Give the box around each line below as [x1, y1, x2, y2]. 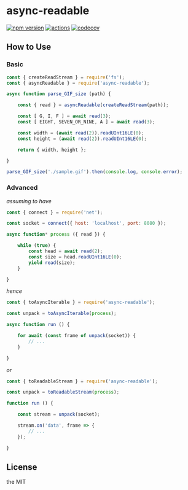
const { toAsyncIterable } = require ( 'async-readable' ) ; [6, 299, 155, 306]
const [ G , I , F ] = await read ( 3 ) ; [17, 113, 112, 120]
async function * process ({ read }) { [6, 231, 106, 238]
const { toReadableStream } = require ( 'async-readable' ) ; [6, 378, 158, 384]
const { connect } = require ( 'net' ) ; [6, 209, 103, 216]
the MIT [6, 478, 26, 486]
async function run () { [6, 322, 70, 328]
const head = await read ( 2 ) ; [28, 248, 103, 255]
